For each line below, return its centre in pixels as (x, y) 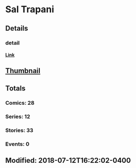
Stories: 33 (19, 130)
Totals (15, 88)
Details (17, 28)
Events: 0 (17, 144)
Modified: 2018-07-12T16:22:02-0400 (68, 160)
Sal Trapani (30, 9)
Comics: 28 (20, 103)
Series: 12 (18, 116)
